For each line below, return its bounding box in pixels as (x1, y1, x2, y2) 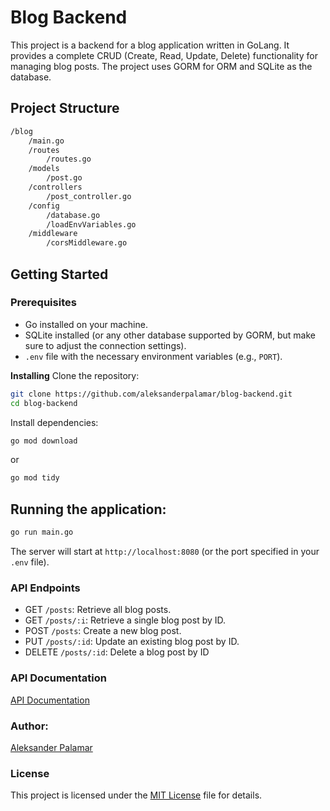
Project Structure (10, 100, 120, 117)
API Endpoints (10, 581, 81, 595)
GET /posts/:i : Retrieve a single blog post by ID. (24, 614, 227, 626)
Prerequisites (10, 296, 77, 310)
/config (28, 201, 60, 211)
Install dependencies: (10, 416, 99, 428)
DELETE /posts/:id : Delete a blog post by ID (24, 646, 210, 658)
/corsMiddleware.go (46, 238, 128, 248)
